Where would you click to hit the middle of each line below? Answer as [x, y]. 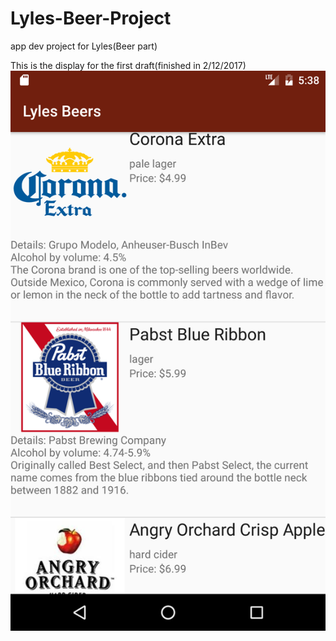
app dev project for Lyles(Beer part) [84, 46]
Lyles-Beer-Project [91, 18]
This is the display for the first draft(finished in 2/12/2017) [128, 65]
